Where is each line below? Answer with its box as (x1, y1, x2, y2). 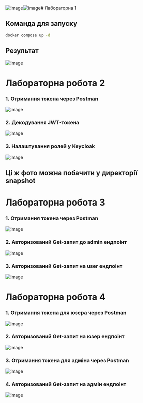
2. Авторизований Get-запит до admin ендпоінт (5, 239, 127, 246)
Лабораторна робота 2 (5, 77, 105, 89)
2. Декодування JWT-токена (5, 119, 79, 126)
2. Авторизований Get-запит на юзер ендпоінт (5, 333, 125, 340)
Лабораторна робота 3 (5, 197, 105, 208)
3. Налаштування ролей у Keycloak (5, 143, 95, 150)
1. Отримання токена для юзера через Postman (5, 309, 127, 316)
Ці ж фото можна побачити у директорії (5, 168, 138, 177)
